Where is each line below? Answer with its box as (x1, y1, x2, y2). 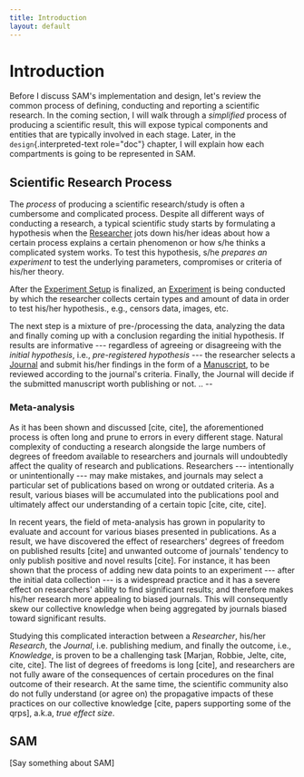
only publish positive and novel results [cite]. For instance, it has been (9, 555, 270, 566)
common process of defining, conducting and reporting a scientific (9, 101, 260, 112)
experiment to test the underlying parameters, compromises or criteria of (9, 257, 283, 267)
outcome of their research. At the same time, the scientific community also (9, 678, 289, 689)
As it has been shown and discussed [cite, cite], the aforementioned (9, 422, 264, 432)
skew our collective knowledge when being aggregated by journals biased (9, 603, 288, 614)
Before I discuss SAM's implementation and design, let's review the (9, 91, 261, 102)
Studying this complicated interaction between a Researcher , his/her (9, 630, 266, 641)
